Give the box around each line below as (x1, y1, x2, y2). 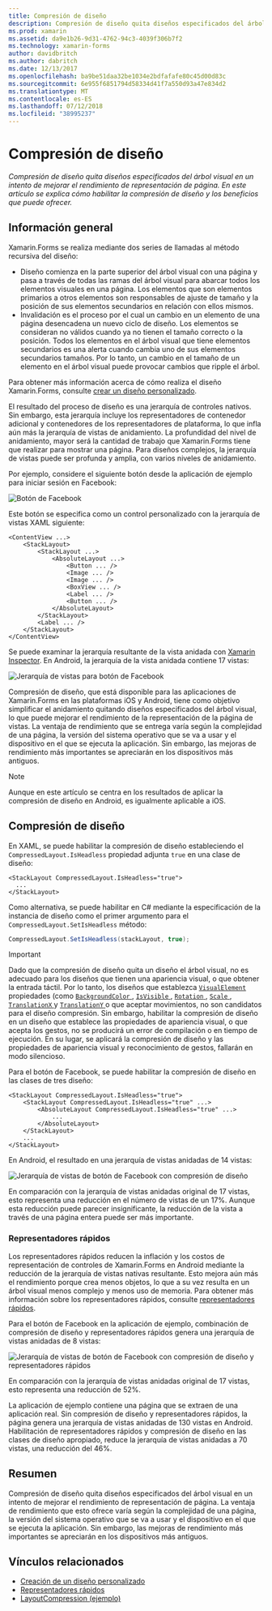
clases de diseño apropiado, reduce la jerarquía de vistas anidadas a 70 (8, 1434, 248, 1444)
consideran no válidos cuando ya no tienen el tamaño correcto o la (19, 327, 244, 336)
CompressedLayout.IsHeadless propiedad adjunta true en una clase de (8, 849, 240, 859)
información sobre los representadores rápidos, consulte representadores (8, 1294, 255, 1304)
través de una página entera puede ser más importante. (8, 1213, 194, 1223)
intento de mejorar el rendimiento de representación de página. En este (8, 180, 247, 190)
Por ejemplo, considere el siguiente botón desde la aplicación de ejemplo (8, 469, 253, 478)
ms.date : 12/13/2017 (8, 65, 79, 73)
